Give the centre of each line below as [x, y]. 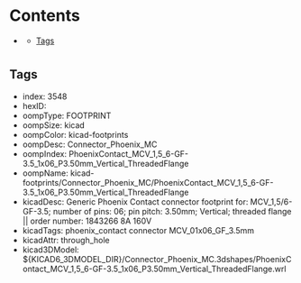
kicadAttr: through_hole [66, 240]
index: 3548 [45, 96]
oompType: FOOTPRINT [67, 115]
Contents [45, 16]
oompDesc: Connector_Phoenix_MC [90, 144]
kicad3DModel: [50, 250]
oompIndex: [45, 153]
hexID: [34, 105]
